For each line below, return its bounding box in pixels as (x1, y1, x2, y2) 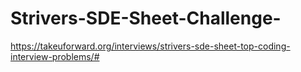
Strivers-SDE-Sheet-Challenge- (10, 7, 282, 30)
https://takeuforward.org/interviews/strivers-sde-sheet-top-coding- (10, 40, 291, 52)
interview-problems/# (10, 50, 100, 62)
